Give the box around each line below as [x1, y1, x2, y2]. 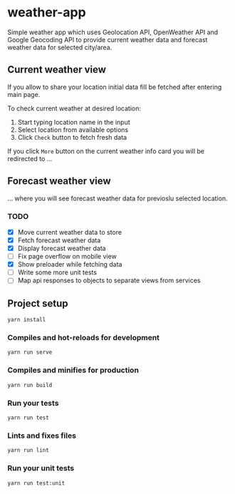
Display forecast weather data [17, 244, 106, 252]
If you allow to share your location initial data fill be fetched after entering [7, 83, 222, 91]
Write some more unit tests [17, 268, 98, 277]
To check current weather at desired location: [7, 104, 141, 113]
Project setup [7, 297, 69, 309]
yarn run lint [7, 447, 50, 454]
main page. [7, 90, 41, 98]
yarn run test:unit [7, 479, 66, 487]
